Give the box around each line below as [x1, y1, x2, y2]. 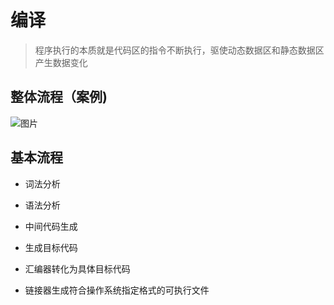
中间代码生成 [24, 220, 78, 232]
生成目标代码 [24, 241, 78, 253]
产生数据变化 [34, 56, 88, 68]
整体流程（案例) [10, 89, 108, 106]
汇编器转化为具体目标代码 [24, 262, 131, 275]
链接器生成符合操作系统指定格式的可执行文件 [24, 284, 210, 296]
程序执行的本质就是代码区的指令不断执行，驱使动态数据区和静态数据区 [34, 44, 325, 56]
